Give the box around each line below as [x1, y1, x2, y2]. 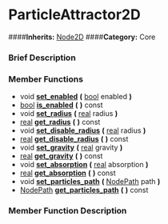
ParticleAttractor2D [8, 6, 142, 24]
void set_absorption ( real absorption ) [19, 160, 149, 170]
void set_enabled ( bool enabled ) [19, 92, 132, 102]
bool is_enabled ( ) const [19, 100, 103, 110]
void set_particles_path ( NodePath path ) [19, 177, 161, 186]
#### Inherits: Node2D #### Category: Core [8, 32, 156, 42]
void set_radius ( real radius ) [19, 109, 118, 118]
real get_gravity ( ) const [19, 151, 103, 161]
